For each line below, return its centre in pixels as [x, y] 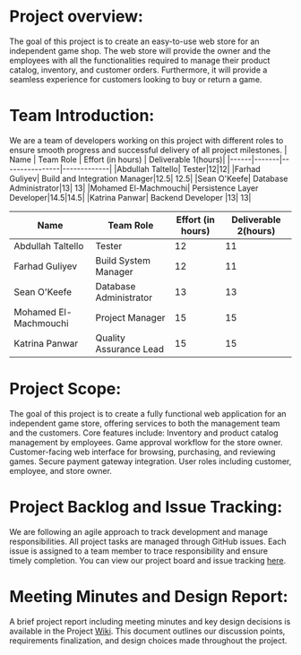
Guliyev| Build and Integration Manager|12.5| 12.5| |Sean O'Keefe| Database [149, 178]
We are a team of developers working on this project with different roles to [146, 140]
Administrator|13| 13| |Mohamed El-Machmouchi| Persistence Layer [134, 188]
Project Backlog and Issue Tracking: [146, 507]
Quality [110, 338]
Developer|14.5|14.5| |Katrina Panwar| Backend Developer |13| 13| [130, 197]
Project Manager [130, 317]
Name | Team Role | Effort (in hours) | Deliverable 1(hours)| [117, 159]
